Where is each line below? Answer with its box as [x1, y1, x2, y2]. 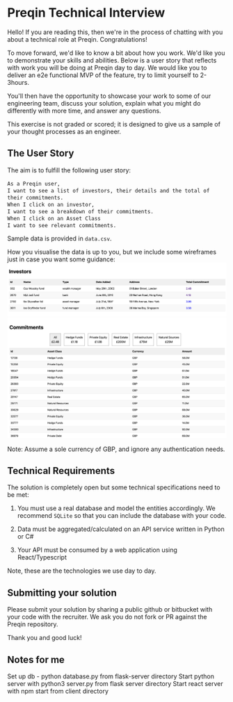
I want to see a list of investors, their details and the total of [7, 187, 210, 194]
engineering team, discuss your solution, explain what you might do [7, 99, 201, 107]
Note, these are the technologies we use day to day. [7, 566, 156, 575]
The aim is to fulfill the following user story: [7, 165, 131, 174]
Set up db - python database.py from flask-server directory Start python [7, 672, 214, 680]
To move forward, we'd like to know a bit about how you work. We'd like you [7, 49, 225, 57]
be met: [7, 491, 29, 499]
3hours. [7, 78, 30, 86]
